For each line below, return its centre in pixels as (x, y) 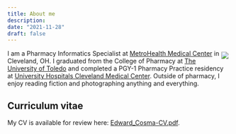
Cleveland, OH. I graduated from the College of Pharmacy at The (102, 61)
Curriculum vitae (45, 105)
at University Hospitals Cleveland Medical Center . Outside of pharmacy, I (113, 76)
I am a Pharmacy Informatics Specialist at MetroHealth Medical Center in (113, 54)
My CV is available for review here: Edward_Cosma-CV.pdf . (94, 123)
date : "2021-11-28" (36, 27)
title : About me (31, 14)
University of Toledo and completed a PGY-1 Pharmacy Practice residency (116, 68)
